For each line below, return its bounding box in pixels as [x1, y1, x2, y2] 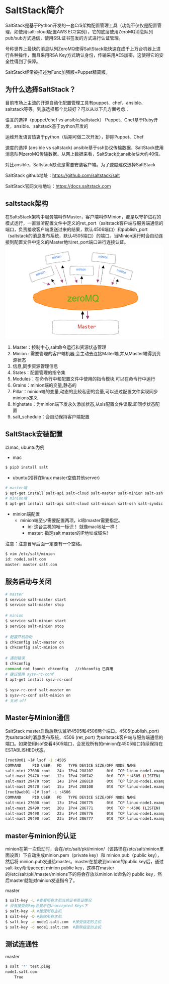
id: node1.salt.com [5, 557, 46, 562]
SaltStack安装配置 [5, 430, 63, 439]
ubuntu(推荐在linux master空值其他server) [12, 475, 100, 481]
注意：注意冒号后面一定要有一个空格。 [5, 541, 84, 547]
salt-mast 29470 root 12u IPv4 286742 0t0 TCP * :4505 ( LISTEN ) [5, 774, 161, 779]
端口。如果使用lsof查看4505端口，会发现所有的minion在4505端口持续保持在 [5, 740, 163, 746]
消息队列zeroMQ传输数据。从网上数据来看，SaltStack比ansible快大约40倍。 [5, 151, 163, 157]
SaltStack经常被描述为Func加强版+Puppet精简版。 [5, 69, 110, 75]
